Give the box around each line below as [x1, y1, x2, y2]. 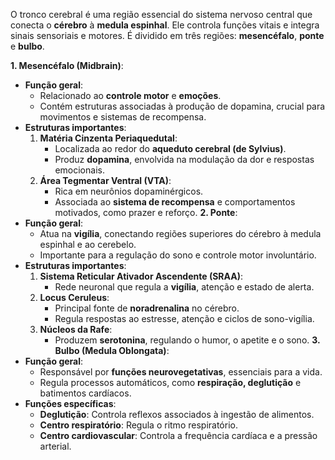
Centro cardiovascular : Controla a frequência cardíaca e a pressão [39, 430, 318, 441]
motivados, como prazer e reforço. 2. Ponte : [54, 207, 238, 218]
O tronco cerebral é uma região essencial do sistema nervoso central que [10, 9, 313, 20]
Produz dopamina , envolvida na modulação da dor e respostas [54, 154, 315, 165]
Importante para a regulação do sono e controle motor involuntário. [39, 249, 317, 261]
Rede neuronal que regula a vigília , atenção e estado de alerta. [54, 281, 315, 293]
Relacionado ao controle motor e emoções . [39, 90, 222, 101]
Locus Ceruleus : [39, 292, 110, 303]
